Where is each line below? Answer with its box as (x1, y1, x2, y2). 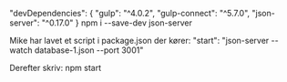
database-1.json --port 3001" (34, 45, 144, 56)
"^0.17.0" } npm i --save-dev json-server (41, 17, 193, 28)
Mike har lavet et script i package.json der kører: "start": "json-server (9, 36, 270, 46)
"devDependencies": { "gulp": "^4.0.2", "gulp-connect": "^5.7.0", (9, 8, 251, 18)
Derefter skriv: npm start (9, 63, 102, 73)
